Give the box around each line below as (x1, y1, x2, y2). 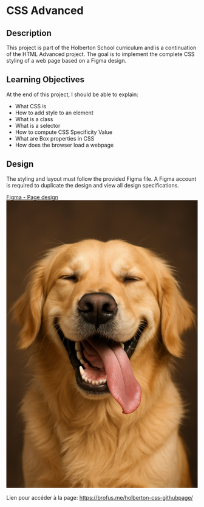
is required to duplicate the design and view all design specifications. (6, 181, 179, 189)
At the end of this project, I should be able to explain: (6, 91, 138, 98)
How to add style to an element (15, 109, 93, 116)
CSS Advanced (6, 4, 84, 18)
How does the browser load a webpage (15, 141, 114, 149)
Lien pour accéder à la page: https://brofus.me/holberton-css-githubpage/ (6, 494, 193, 502)
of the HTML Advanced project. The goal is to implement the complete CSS (6, 51, 195, 58)
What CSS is (15, 102, 47, 110)
